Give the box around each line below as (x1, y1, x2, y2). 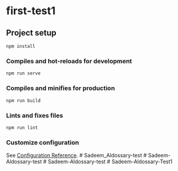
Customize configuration (6, 138, 80, 146)
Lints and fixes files (6, 111, 64, 120)
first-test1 (6, 4, 56, 18)
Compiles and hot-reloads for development (6, 57, 133, 65)
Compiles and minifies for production (6, 84, 115, 92)
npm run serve (6, 70, 41, 76)
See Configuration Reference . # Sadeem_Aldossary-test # (6, 152, 147, 159)
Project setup (6, 28, 57, 38)
